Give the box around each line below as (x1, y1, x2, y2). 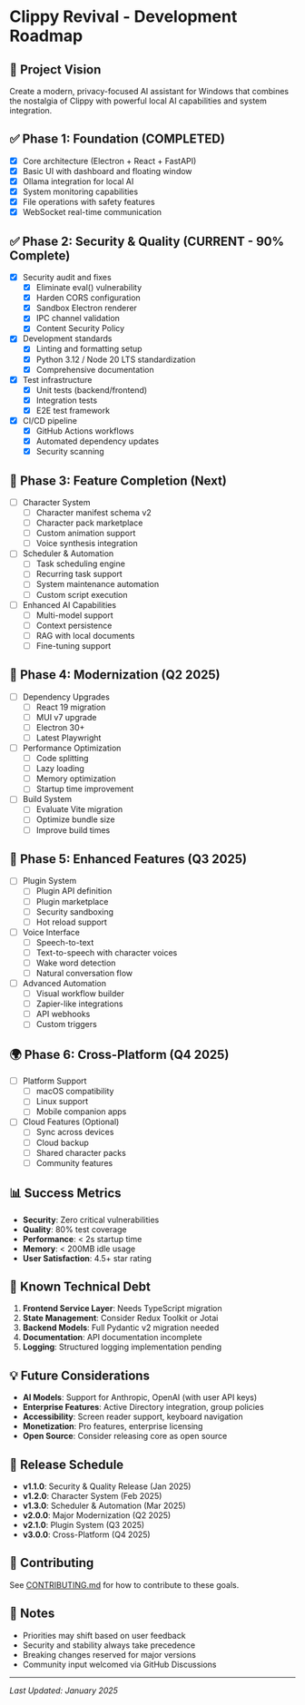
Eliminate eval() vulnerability (35, 282, 143, 293)
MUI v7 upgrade (35, 711, 97, 722)
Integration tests (35, 395, 98, 406)
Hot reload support (35, 916, 107, 927)
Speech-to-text (35, 936, 94, 947)
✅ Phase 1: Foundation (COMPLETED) (9, 132, 225, 147)
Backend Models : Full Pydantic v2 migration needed (22, 1322, 220, 1333)
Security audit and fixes (22, 272, 112, 282)
